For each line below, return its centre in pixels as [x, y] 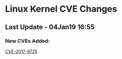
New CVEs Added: [28, 41]
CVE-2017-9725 [21, 51]
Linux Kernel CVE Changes [61, 9]
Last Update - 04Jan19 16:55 [50, 27]
